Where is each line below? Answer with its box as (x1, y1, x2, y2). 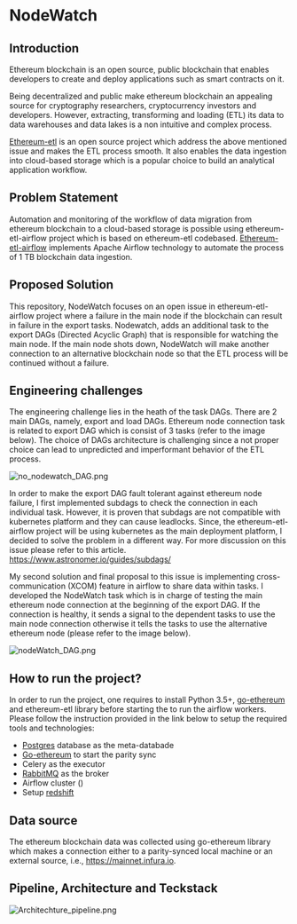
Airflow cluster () (21, 778, 84, 788)
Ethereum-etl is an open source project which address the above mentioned (9, 137, 287, 146)
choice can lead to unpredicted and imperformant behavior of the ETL (9, 445, 265, 455)
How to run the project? (9, 671, 142, 686)
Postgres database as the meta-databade (21, 740, 175, 751)
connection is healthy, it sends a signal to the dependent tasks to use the (9, 609, 277, 620)
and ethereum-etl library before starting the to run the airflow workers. (9, 704, 267, 715)
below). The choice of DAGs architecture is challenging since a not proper (9, 435, 279, 446)
